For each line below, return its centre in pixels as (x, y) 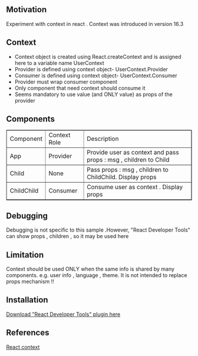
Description (103, 139)
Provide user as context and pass (133, 153)
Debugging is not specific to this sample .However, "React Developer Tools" (98, 230)
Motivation (27, 10)
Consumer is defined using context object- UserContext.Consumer (96, 75)
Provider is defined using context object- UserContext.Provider (91, 69)
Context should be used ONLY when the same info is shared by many (90, 269)
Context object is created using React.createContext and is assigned (98, 57)
